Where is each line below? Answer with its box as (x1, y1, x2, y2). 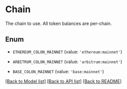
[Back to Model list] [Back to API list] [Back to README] (5, 78, 122, 84)
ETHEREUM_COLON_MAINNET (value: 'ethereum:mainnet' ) (12, 48, 122, 54)
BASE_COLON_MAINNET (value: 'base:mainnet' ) (12, 68, 104, 74)
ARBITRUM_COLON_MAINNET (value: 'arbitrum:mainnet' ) (12, 58, 122, 65)
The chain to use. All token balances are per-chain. (5, 20, 112, 26)
